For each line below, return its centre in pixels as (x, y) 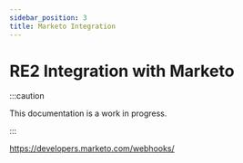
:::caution (27, 96)
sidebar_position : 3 (49, 18)
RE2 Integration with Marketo (122, 71)
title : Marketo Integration (63, 26)
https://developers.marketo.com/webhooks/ (92, 149)
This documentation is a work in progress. (88, 113)
